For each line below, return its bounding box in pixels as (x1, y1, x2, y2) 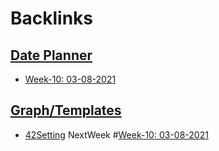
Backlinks (10, 7, 94, 30)
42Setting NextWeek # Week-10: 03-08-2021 (24, 128, 209, 141)
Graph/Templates (10, 102, 122, 119)
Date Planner (10, 47, 93, 64)
